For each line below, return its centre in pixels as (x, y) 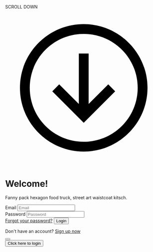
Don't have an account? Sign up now (43, 231)
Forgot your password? (29, 221)
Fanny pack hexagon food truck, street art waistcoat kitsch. (66, 197)
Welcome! (27, 184)
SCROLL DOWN (21, 7)
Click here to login (24, 243)
